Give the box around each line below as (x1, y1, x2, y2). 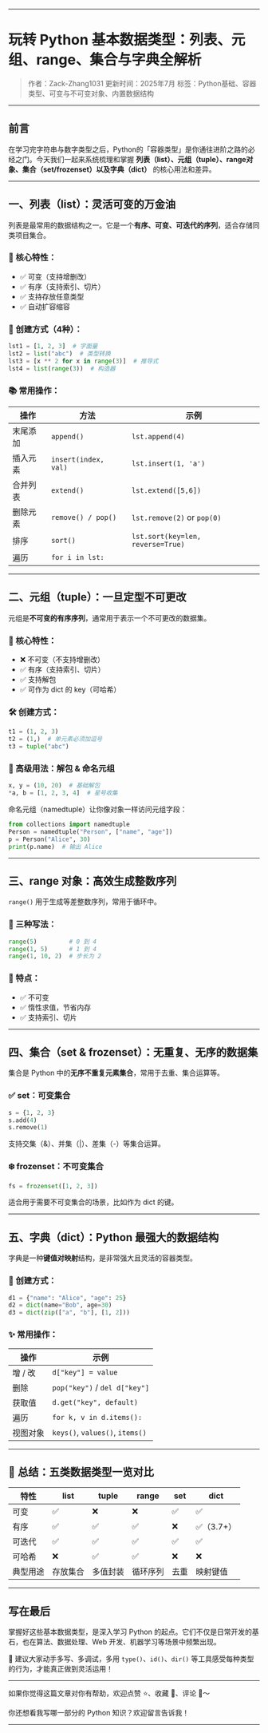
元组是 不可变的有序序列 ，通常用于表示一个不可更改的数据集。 (8, 613, 211, 623)
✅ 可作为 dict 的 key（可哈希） (19, 684, 121, 695)
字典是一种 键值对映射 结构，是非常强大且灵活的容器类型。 (8, 1253, 197, 1263)
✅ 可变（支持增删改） (19, 272, 92, 281)
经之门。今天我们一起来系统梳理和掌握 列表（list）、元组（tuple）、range (8, 154, 246, 164)
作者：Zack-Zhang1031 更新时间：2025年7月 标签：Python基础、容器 (27, 78, 257, 88)
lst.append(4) (131, 432, 185, 441)
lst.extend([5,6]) (131, 486, 202, 495)
